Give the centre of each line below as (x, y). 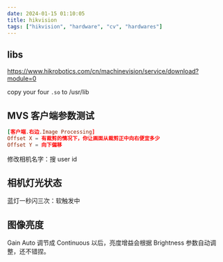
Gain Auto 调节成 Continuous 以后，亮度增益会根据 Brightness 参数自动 (109, 243)
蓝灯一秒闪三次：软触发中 (44, 201)
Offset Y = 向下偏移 (35, 145)
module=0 (22, 79)
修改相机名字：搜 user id (42, 159)
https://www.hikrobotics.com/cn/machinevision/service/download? (103, 71)
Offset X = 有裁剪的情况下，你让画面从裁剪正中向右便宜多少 (84, 138)
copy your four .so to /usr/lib (48, 92)
